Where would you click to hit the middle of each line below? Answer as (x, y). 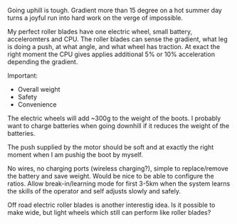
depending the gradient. (43, 62)
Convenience (37, 105)
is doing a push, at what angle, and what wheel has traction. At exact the (114, 47)
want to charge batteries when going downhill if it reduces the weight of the (118, 126)
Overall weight (39, 89)
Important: (22, 75)
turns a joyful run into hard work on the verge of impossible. (95, 18)
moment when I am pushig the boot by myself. (75, 155)
